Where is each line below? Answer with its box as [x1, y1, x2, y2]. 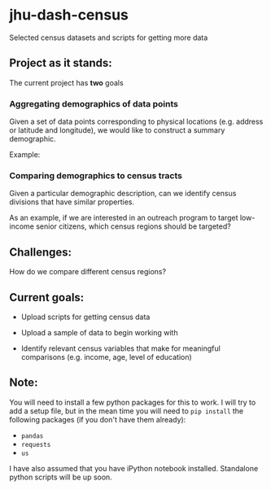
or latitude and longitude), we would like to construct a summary [9, 125, 225, 135]
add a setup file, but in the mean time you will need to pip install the [9, 405, 244, 416]
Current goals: [9, 291, 85, 304]
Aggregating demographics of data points [9, 98, 178, 109]
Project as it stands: [9, 56, 112, 70]
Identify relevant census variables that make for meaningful [20, 343, 221, 353]
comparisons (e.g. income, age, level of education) [20, 352, 192, 361]
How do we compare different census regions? [9, 267, 166, 277]
